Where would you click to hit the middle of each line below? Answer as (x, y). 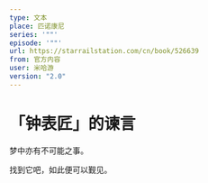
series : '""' (34, 34)
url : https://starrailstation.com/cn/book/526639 (104, 51)
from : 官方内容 (35, 59)
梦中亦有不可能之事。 (49, 151)
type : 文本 (28, 18)
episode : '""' (36, 43)
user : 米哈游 (32, 69)
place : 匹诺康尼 (37, 26)
